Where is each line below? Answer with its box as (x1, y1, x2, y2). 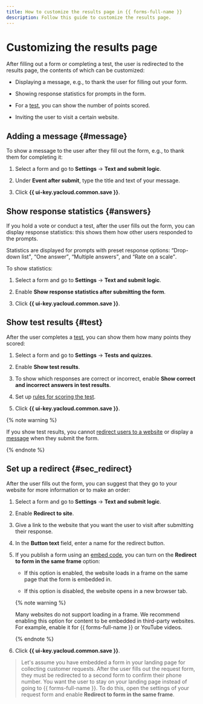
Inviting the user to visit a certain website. (14, 114, 119, 121)
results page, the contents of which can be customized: (6, 67, 145, 74)
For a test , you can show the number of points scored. (14, 102, 150, 109)
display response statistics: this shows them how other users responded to (6, 229, 193, 236)
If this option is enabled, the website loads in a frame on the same (24, 569, 188, 577)
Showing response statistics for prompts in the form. (14, 90, 146, 97)
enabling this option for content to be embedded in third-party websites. (14, 617, 195, 624)
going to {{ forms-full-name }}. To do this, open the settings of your (21, 684, 189, 691)
